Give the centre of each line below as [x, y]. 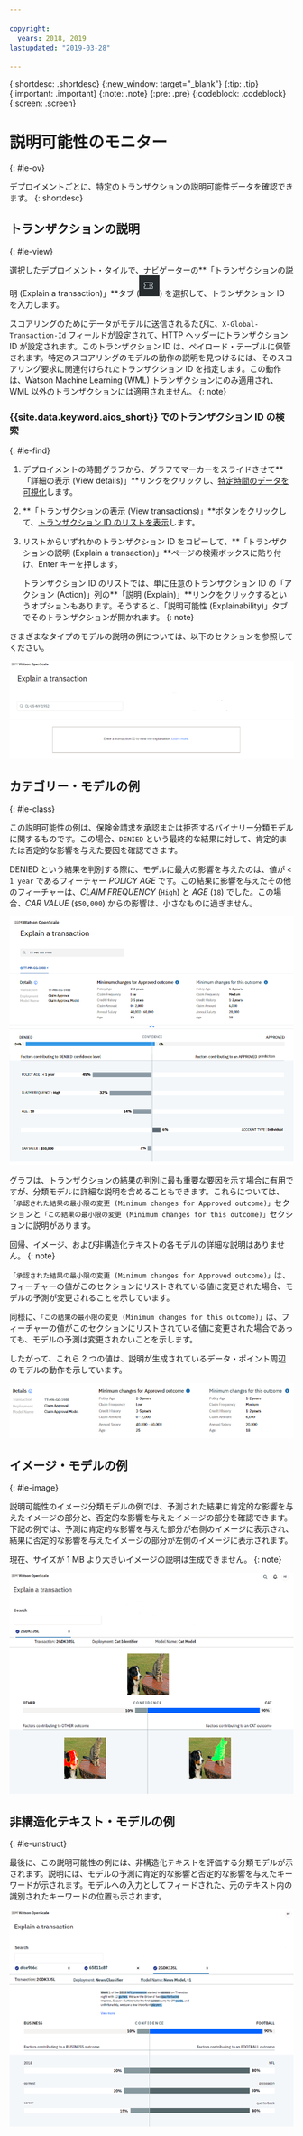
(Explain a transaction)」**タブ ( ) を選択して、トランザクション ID [152, 293]
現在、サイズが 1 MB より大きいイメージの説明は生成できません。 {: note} [146, 1560]
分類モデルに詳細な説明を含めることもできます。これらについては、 [159, 1192]
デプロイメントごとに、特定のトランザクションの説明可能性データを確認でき [151, 187]
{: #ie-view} [32, 251]
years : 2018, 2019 [52, 38]
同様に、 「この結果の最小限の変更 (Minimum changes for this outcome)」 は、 [146, 1317]
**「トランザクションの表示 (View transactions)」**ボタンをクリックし [154, 511]
